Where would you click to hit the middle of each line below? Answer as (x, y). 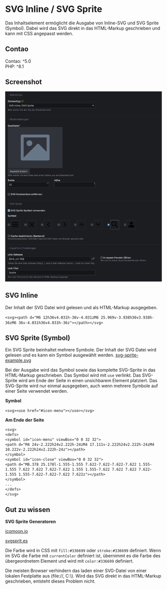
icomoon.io (17, 531)
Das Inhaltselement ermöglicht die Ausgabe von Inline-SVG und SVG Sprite (82, 23)
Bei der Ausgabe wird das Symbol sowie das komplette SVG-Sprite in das (80, 370)
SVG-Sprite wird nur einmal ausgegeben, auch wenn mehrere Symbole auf (82, 386)
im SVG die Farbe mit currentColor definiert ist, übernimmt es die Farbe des (83, 556)
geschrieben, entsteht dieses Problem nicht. (50, 581)
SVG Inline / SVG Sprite (54, 9)
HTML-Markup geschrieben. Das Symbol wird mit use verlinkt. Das (73, 375)
